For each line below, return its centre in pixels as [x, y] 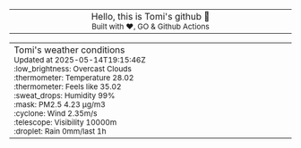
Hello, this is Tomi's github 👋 [150, 16]
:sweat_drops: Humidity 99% [64, 96]
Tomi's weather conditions [69, 50]
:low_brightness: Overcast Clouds [73, 69]
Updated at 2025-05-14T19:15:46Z [80, 60]
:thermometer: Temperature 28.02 [74, 78]
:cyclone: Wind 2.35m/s [56, 114]
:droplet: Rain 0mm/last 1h [60, 132]
